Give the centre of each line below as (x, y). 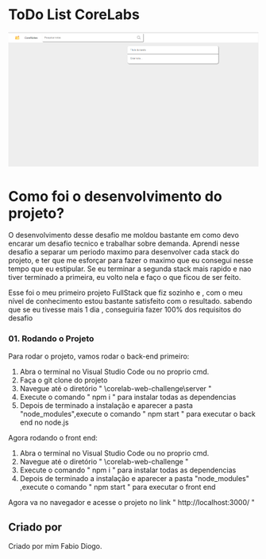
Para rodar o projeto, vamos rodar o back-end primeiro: (99, 356)
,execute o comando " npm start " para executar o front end (118, 487)
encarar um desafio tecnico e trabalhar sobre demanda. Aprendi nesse (124, 243)
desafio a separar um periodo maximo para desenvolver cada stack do (124, 252)
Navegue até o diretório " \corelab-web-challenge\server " (116, 388)
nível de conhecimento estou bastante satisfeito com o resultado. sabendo (130, 301)
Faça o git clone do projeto (64, 380)
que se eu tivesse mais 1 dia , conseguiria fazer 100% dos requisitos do (125, 310)
